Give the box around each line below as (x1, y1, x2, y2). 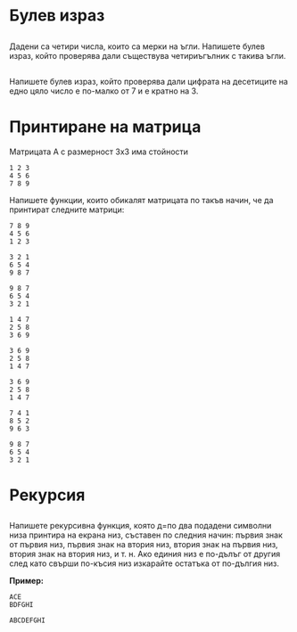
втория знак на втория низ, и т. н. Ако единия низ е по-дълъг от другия (9, 549, 281, 560)
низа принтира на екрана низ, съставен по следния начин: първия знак (9, 529, 284, 540)
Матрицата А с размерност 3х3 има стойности (9, 146, 189, 157)
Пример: (9, 576, 45, 587)
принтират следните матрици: (9, 204, 125, 215)
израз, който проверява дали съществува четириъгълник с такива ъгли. (9, 50, 286, 61)
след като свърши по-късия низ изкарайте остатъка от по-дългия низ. (9, 558, 279, 569)
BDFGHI (9, 601, 34, 610)
